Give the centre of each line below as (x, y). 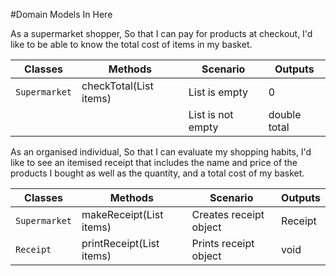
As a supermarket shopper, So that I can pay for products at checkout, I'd (161, 33)
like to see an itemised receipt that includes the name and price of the (154, 162)
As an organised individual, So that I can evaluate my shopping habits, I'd (161, 152)
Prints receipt (223, 243)
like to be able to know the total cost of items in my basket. (131, 44)
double (285, 114)
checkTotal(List (117, 86)
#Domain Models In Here (61, 14)
